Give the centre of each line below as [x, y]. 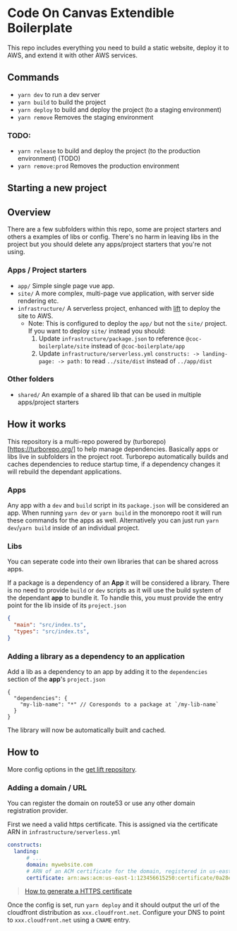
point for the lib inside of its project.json [67, 605]
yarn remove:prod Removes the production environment [98, 166]
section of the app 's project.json [56, 679]
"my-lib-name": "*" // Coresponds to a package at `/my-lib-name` [120, 705]
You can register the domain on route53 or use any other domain [101, 803]
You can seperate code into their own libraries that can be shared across [113, 561]
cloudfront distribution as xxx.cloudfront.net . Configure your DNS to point [116, 913]
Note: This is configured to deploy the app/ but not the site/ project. [128, 323]
